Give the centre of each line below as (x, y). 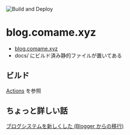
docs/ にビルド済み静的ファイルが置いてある (68, 55)
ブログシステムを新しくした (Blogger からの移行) (65, 126)
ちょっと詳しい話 (37, 111)
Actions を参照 (24, 91)
